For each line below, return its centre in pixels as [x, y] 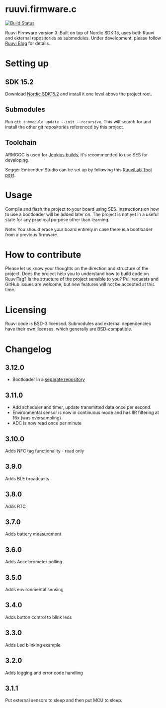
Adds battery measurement [33, 534]
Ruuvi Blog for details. [28, 43]
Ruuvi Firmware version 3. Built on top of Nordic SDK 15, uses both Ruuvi [80, 32]
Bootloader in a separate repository [49, 379]
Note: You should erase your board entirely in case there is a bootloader [79, 229]
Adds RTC [15, 506]
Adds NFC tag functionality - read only [45, 451]
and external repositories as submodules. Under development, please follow [83, 38]
